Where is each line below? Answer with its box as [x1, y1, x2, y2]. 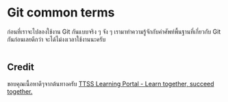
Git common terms [7, 5, 115, 21]
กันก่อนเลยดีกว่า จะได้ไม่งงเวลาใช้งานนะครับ [7, 35, 106, 43]
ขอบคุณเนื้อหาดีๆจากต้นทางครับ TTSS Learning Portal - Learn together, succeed [7, 79, 214, 88]
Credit [7, 62, 34, 73]
